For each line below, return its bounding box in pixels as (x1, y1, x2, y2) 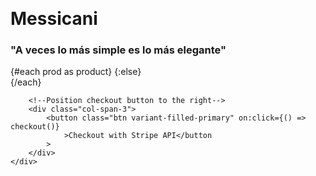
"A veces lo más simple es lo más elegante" (10, 43, 227, 57)
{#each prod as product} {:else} (10, 66, 142, 78)
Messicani (10, 7, 98, 30)
